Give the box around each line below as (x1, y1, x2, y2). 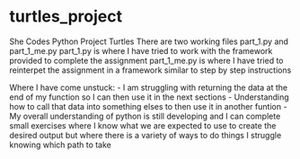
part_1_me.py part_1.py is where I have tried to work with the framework (9, 45, 273, 56)
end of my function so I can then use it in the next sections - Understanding (9, 92, 289, 102)
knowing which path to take (9, 139, 112, 150)
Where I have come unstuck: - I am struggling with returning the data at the (9, 82, 288, 93)
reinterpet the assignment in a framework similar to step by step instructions (9, 65, 292, 75)
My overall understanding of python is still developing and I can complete (9, 110, 281, 121)
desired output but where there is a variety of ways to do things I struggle (9, 129, 282, 140)
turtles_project (9, 6, 123, 27)
